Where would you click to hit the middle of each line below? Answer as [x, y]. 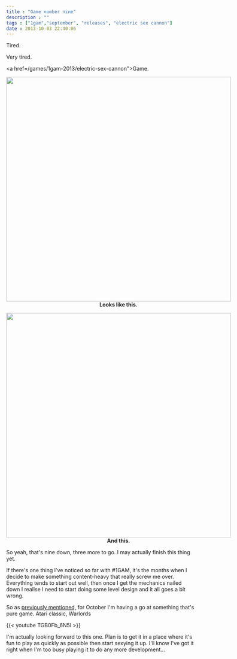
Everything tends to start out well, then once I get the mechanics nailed [94, 583]
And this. [118, 541]
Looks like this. [118, 305]
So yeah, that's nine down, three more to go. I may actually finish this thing [98, 552]
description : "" [28, 17]
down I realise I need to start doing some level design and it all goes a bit [96, 590]
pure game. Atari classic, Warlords [49, 614]
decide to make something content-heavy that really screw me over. [90, 577]
